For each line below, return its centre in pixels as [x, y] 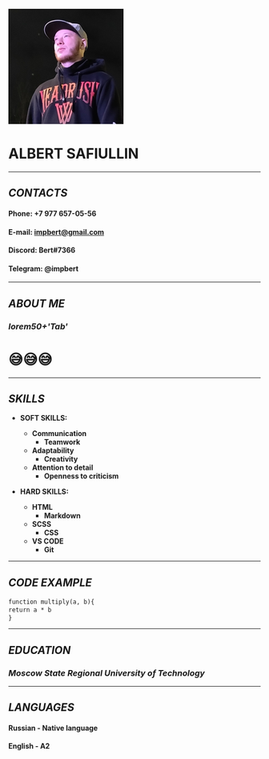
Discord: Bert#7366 [42, 250]
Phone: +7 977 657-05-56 [52, 213]
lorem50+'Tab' [38, 326]
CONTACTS [38, 193]
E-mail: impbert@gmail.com [56, 232]
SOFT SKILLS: [44, 418]
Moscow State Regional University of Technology [107, 672]
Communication [59, 434]
